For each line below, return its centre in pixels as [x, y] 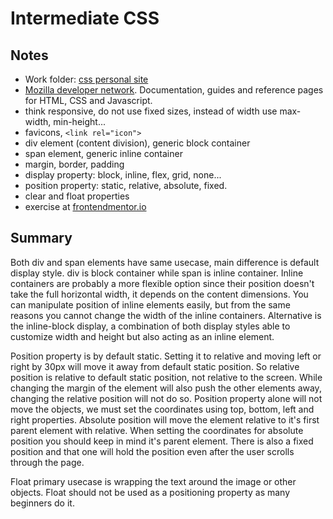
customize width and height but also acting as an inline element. [142, 336]
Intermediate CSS [85, 18]
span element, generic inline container [103, 153]
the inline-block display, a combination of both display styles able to [150, 326]
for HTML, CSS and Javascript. [88, 100]
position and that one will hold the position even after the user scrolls [152, 451]
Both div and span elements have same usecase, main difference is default [165, 262]
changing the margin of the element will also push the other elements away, [166, 388]
